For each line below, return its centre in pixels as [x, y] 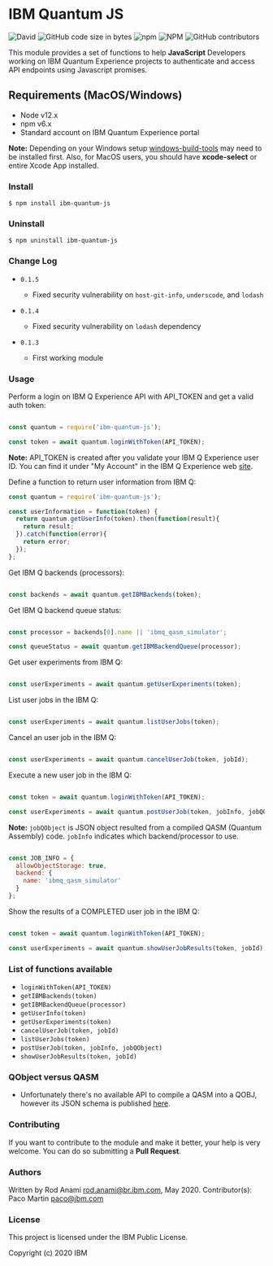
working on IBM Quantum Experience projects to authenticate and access [132, 61]
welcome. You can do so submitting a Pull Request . [95, 1151]
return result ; [49, 527]
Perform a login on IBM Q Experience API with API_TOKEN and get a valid [131, 396]
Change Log [33, 261]
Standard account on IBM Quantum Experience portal [110, 132]
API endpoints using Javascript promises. [78, 69]
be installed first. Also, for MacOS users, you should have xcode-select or [133, 156]
